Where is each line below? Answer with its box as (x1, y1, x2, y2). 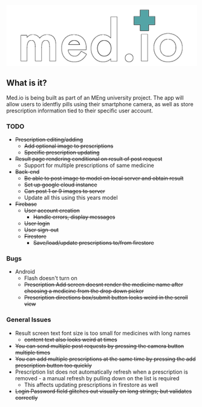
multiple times (15, 349, 50, 356)
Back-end (15, 168, 40, 176)
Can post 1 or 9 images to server (24, 188, 106, 195)
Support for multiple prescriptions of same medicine (24, 162, 154, 169)
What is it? (6, 78, 47, 88)
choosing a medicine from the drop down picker (24, 287, 144, 295)
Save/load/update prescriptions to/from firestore (33, 239, 154, 247)
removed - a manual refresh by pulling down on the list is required (15, 374, 180, 381)
